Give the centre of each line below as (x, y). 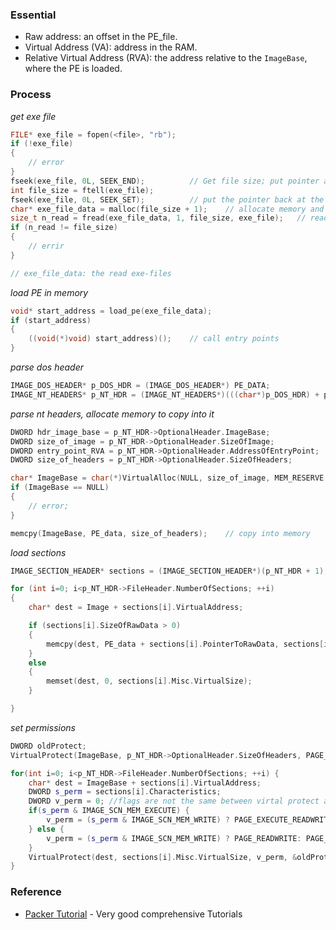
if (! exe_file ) (42, 144)
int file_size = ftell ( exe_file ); (82, 190)
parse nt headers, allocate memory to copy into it (112, 414)
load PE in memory (49, 292)
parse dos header (47, 367)
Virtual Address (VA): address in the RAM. (111, 47)
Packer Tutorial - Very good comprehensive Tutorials (133, 914)
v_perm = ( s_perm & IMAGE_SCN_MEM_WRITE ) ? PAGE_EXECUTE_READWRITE (189, 820)
